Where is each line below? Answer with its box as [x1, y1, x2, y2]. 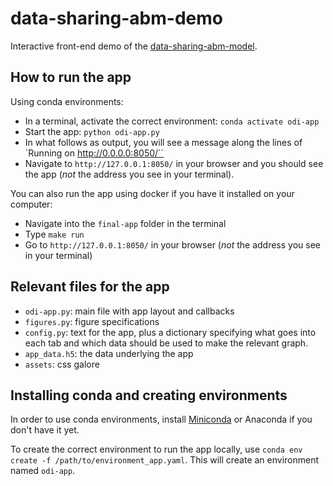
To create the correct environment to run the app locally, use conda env [10, 443, 303, 456]
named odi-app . [10, 465, 76, 477]
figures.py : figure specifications [24, 315, 160, 327]
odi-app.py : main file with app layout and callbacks [24, 305, 235, 317]
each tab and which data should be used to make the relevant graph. [24, 337, 309, 349]
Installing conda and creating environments [10, 387, 288, 404]
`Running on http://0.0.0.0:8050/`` [24, 147, 165, 159]
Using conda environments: [10, 95, 124, 107]
